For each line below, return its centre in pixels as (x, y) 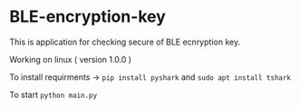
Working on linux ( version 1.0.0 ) (71, 59)
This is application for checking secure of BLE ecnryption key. (125, 42)
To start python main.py (53, 94)
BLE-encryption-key (87, 17)
